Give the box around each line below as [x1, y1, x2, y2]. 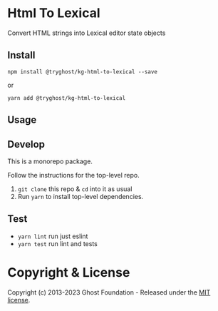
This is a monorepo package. [7, 157, 93, 165]
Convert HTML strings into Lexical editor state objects [7, 29, 166, 37]
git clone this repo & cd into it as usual [17, 184, 133, 193]
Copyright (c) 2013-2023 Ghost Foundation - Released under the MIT [7, 287, 211, 297]
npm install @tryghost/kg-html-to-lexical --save [7, 68, 158, 76]
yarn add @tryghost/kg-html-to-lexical [7, 94, 126, 101]
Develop [7, 138, 45, 151]
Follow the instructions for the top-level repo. [7, 170, 140, 179]
